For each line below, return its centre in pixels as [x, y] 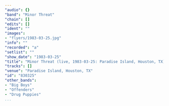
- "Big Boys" [18, 85]
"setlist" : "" [20, 52]
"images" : [15, 33]
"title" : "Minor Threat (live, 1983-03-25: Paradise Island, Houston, [80, 62]
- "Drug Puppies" [23, 94]
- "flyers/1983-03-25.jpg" [33, 38]
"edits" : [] [17, 24]
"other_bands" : [21, 80]
